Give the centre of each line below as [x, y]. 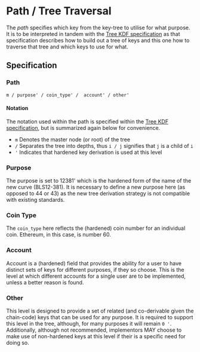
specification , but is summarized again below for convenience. [83, 128]
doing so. [18, 343]
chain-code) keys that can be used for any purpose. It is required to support [100, 317]
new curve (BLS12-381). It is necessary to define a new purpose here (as [96, 187]
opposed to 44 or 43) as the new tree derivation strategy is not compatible [98, 193]
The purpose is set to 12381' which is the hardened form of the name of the [99, 181]
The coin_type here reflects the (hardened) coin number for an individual [96, 228]
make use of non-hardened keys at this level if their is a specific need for [96, 336]
